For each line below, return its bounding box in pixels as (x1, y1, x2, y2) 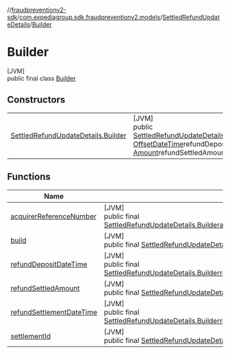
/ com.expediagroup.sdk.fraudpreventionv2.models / (16, 13, 163, 21)
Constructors (7, 94, 66, 105)
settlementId (10, 331, 51, 341)
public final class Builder (7, 74, 77, 82)
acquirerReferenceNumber (10, 212, 97, 221)
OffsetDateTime (133, 139, 183, 149)
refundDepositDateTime (10, 260, 88, 269)
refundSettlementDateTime (10, 307, 98, 317)
